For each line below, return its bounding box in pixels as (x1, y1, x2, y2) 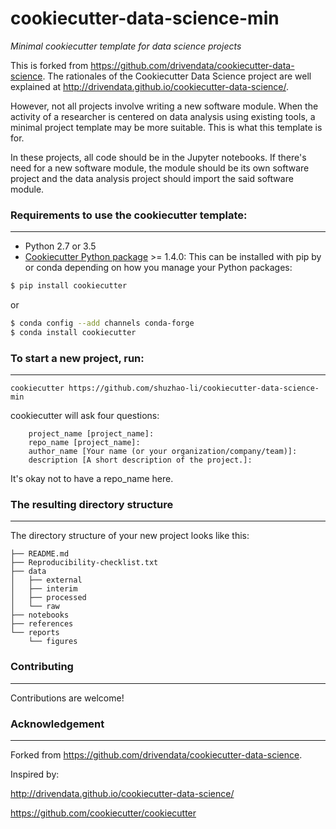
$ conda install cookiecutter (10, 327, 137, 337)
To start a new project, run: (10, 351, 145, 365)
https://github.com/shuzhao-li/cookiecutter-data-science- (68, 383, 320, 394)
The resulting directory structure (10, 498, 174, 512)
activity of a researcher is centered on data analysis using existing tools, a (10, 110, 316, 122)
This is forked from (10, 59, 89, 71)
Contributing (10, 660, 74, 674)
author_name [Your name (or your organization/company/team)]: (28, 447, 298, 457)
